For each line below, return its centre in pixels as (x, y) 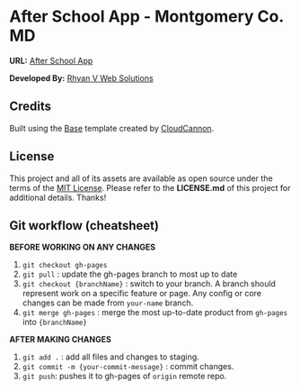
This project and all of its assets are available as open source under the (141, 178)
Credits (31, 107)
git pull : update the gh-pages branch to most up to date (130, 274)
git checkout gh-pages (65, 266)
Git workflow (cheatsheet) (84, 226)
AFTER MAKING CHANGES (61, 340)
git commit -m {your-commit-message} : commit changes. (128, 367)
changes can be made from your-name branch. (108, 303)
